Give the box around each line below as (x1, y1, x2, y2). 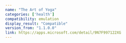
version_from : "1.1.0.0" (5, 26, 57, 31)
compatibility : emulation (5, 16, 59, 21)
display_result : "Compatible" (5, 21, 68, 26)
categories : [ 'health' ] (5, 12, 55, 17)
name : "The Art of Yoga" (5, 7, 57, 12)
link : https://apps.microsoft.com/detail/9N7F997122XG (5, 30, 122, 35)
